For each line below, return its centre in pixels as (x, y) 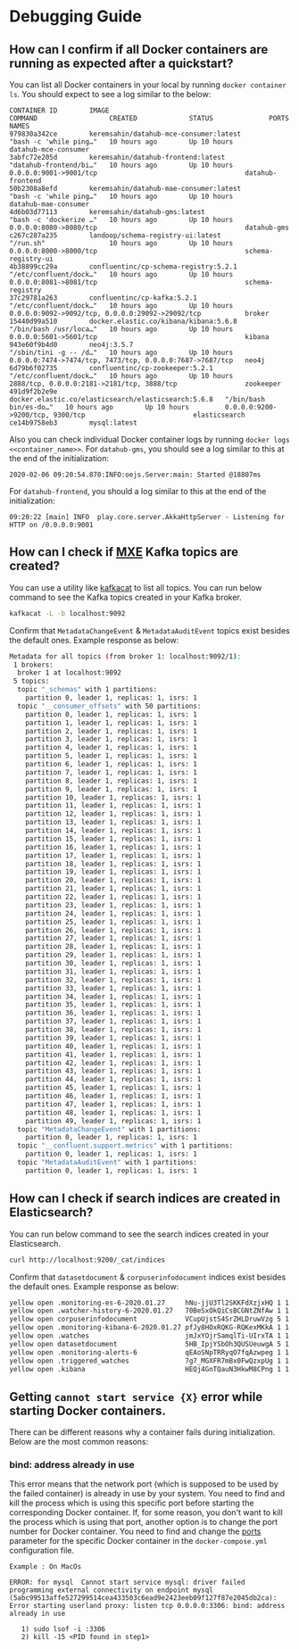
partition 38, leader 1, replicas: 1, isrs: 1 (113, 1030)
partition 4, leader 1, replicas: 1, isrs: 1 (112, 748)
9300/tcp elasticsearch (149, 415)
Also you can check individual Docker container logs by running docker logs (149, 439)
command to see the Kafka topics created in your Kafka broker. (126, 597)
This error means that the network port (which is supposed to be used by (144, 1484)
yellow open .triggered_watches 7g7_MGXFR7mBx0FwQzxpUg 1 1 (149, 1361)
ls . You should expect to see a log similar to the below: (110, 94)
